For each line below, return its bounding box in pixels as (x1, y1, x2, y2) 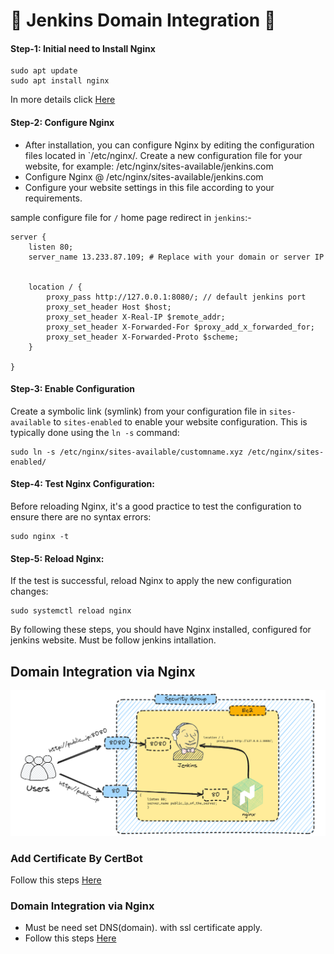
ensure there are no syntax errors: (10, 511, 152, 523)
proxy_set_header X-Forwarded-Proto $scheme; (46, 332, 240, 342)
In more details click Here (10, 94, 116, 106)
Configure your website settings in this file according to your (24, 181, 275, 193)
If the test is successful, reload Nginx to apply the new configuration (10, 575, 292, 587)
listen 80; (28, 242, 74, 252)
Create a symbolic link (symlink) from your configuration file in (10, 405, 267, 417)
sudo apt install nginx (10, 76, 110, 86)
